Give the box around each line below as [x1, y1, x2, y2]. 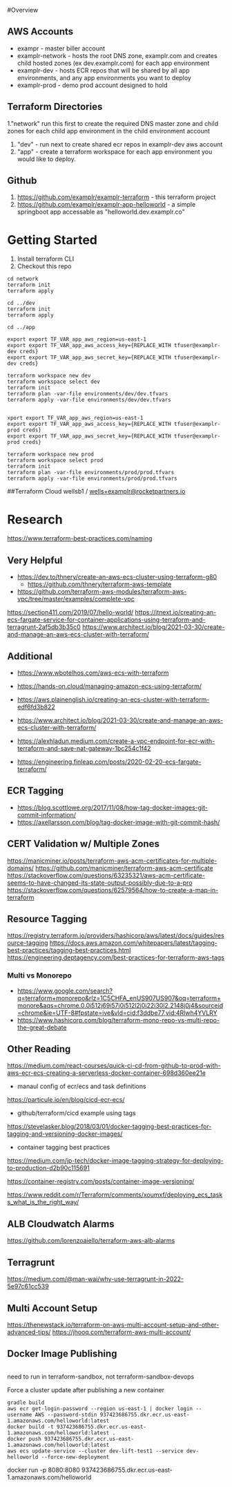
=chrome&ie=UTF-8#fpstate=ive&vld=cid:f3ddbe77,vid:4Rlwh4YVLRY [17, 1009, 217, 1017]
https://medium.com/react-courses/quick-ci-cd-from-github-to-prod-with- [7, 1061, 221, 1070]
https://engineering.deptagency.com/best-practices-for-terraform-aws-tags [7, 953, 224, 962]
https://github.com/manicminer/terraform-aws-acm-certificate [35, 863, 213, 872]
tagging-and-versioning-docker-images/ [7, 1130, 123, 1138]
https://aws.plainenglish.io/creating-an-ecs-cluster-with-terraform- [17, 695, 210, 704]
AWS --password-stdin [35, 1411, 97, 1418]
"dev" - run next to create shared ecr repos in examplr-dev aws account [17, 140, 223, 148]
